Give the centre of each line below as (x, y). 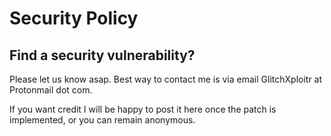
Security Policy (74, 18)
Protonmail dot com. (51, 90)
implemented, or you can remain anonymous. (102, 120)
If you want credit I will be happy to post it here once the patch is (143, 109)
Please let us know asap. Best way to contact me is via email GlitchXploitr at (166, 79)
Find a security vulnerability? (102, 55)
